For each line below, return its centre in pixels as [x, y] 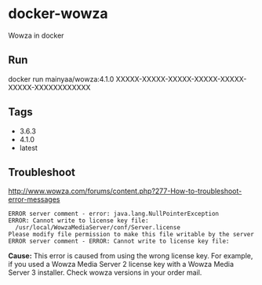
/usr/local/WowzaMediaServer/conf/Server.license [98, 228]
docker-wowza [58, 14]
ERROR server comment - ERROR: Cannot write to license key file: [119, 241]
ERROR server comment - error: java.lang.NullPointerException [114, 214]
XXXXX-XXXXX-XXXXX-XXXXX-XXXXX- [181, 79]
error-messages [34, 199]
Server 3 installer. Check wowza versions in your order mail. [105, 272]
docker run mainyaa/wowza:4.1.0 [61, 79]
